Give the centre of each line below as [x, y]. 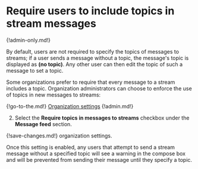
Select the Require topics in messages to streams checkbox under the [102, 118]
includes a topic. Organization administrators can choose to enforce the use [99, 88]
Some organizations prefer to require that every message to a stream [91, 82]
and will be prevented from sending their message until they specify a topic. [99, 159]
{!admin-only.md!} [29, 40]
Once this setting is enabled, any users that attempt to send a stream [91, 147]
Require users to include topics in [90, 11]
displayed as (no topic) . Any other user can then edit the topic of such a [95, 64]
